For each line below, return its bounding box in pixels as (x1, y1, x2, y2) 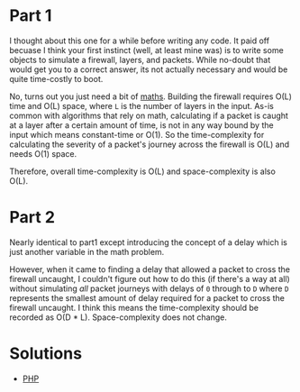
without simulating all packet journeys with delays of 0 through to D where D (9, 283, 289, 294)
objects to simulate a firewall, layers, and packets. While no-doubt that (9, 54, 271, 65)
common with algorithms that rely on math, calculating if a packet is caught (9, 110, 288, 121)
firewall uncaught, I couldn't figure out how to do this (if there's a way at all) (9, 273, 290, 284)
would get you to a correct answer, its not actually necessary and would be (9, 64, 288, 75)
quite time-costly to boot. (9, 73, 104, 84)
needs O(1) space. (9, 148, 77, 159)
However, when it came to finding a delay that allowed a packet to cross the (9, 263, 291, 275)
